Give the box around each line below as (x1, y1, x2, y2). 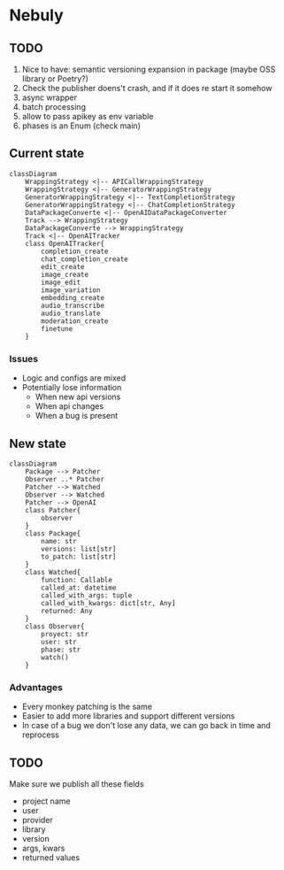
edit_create (41, 262, 86, 271)
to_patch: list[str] (41, 552, 117, 561)
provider (21, 815, 53, 826)
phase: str (41, 645, 81, 654)
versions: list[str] (41, 544, 117, 553)
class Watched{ (25, 567, 81, 576)
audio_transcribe (41, 301, 104, 310)
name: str (41, 536, 77, 545)
